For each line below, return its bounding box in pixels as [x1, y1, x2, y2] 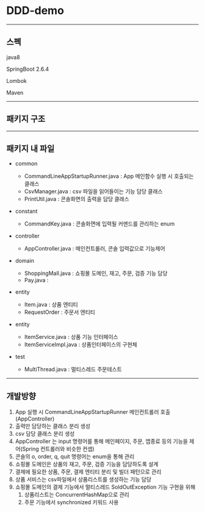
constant [15, 208, 38, 215]
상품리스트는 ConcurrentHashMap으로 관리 [24, 491, 129, 499]
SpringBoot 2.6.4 [6, 65, 49, 73]
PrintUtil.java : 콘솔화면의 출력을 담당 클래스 [24, 196, 129, 203]
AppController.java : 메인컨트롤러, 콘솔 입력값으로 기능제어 [24, 245, 166, 252]
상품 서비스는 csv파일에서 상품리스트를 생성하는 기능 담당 [15, 476, 151, 483]
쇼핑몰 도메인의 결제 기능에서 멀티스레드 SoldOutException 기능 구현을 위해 [15, 483, 196, 491]
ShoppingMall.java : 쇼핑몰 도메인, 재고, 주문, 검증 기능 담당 [24, 269, 168, 277]
